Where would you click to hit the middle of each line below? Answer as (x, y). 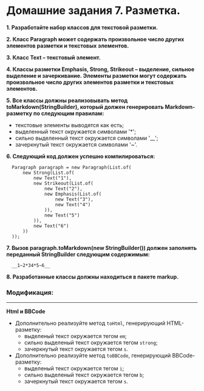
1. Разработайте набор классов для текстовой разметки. (82, 27)
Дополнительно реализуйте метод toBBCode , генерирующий (93, 356)
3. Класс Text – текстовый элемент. (54, 57)
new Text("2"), (64, 189)
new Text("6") (51, 226)
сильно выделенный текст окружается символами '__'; (87, 138)
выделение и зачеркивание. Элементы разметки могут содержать (97, 75)
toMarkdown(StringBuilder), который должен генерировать (85, 106)
